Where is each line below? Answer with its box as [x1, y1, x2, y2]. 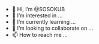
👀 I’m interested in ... [11, 12, 63, 19]
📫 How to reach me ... [11, 32, 68, 38]
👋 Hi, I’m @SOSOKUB [11, 6, 65, 12]
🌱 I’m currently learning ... [11, 18, 76, 25]
